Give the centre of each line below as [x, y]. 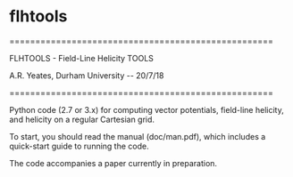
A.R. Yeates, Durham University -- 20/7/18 [87, 75]
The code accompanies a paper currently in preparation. [113, 163]
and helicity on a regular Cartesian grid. [82, 119]
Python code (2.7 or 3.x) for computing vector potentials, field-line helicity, [146, 109]
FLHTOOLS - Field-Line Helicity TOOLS [82, 58]
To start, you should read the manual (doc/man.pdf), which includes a [138, 136]
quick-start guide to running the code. [79, 146]
